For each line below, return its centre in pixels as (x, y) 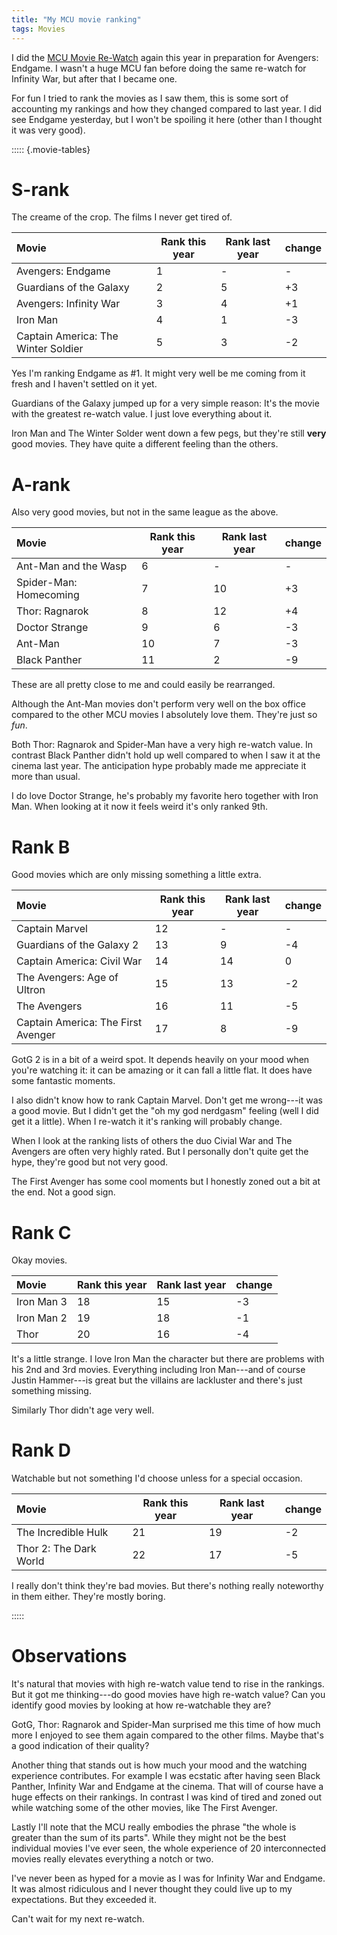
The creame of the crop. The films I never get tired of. (122, 217)
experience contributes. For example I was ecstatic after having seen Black (166, 1776)
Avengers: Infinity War (68, 304)
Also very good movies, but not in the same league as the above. (145, 512)
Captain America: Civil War (79, 961)
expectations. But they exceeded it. (84, 1900)
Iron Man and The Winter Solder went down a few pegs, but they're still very (169, 433)
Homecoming (48, 595)
